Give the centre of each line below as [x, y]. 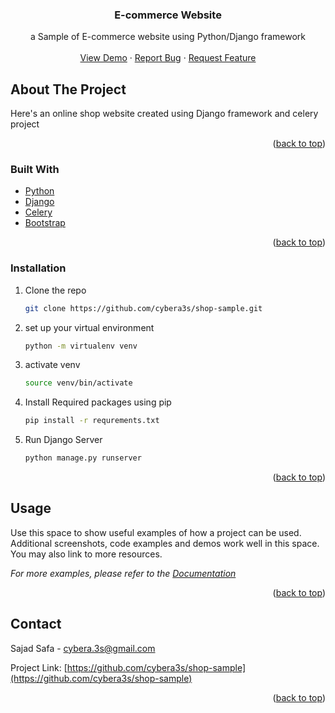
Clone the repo [55, 290]
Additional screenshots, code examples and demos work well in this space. [165, 543]
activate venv [52, 365]
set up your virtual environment [89, 327]
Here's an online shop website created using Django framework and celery [164, 114]
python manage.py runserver [83, 458]
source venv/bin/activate [78, 383]
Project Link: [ [39, 667]
